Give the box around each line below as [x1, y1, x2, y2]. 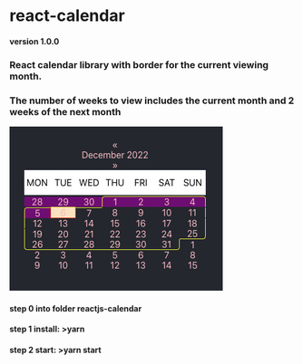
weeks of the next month [9, 105, 122, 118]
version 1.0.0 [9, 35, 60, 46]
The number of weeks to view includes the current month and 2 [9, 94, 295, 107]
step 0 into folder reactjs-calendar [9, 302, 142, 313]
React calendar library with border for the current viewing [9, 58, 269, 71]
